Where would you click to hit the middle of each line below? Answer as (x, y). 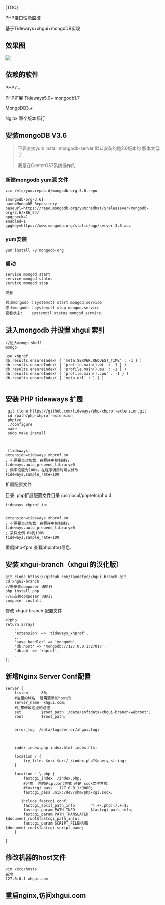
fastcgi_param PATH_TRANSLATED (56, 814)
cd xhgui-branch (22, 581)
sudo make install (27, 433)
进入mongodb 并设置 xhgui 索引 (55, 330)
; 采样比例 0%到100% (25, 533)
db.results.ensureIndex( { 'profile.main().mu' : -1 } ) (66, 369)
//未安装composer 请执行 (29, 586)
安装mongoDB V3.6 (36, 136)
